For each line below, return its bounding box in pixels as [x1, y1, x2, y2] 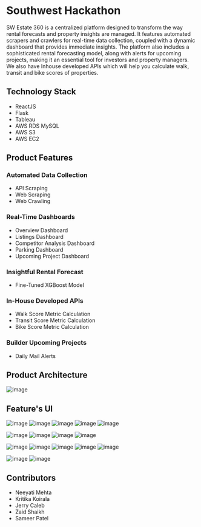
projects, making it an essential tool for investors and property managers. [6, 56, 189, 63]
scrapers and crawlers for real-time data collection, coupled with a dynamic [6, 36, 196, 44]
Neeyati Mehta [15, 489, 52, 496]
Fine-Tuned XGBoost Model [15, 281, 85, 289]
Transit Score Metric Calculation [15, 317, 96, 324]
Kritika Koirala [15, 495, 50, 503]
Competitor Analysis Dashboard [15, 239, 95, 247]
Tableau [15, 115, 36, 123]
